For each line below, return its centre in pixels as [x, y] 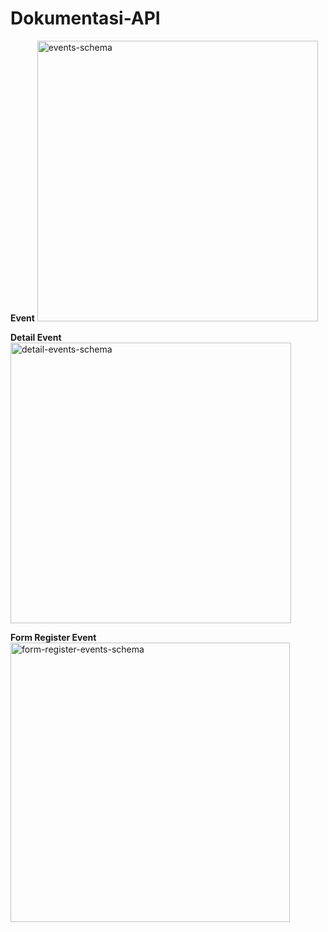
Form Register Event [53, 637]
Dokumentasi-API [85, 18]
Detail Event [36, 337]
